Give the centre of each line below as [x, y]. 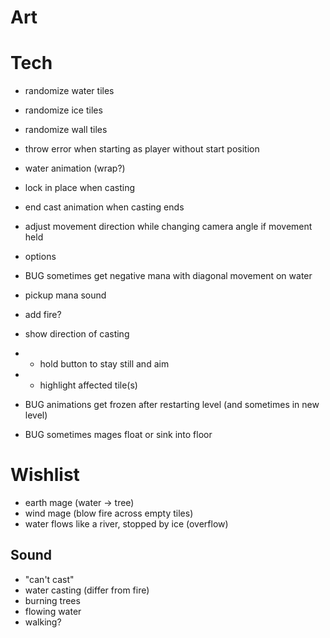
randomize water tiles [69, 91]
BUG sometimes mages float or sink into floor [118, 435]
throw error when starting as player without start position [142, 149]
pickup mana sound [65, 295]
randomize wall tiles [66, 130]
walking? [43, 622]
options [40, 257]
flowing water [53, 611]
